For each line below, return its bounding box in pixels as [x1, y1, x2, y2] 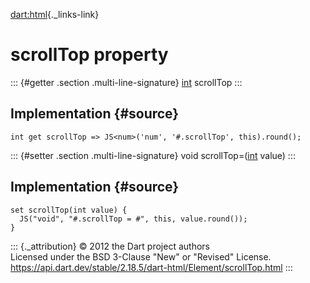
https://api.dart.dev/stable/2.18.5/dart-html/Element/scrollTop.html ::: [10, 261, 293, 273]
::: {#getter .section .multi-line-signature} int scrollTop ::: [10, 76, 243, 88]
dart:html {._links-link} [10, 9, 100, 20]
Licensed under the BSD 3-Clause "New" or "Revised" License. [10, 250, 272, 263]
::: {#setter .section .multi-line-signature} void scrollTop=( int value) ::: [10, 149, 296, 161]
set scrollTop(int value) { [10, 205, 128, 215]
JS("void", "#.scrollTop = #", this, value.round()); [19, 214, 248, 224]
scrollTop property [10, 44, 169, 66]
